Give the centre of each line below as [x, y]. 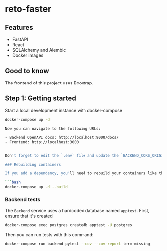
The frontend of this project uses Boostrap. [49, 83]
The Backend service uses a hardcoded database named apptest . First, [77, 210]
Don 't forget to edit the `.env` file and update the [62, 156]
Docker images [28, 55]
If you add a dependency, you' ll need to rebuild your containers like [81, 173]
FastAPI [20, 39]
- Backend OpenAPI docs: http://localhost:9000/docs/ [62, 138]
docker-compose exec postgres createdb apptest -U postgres [69, 225]
